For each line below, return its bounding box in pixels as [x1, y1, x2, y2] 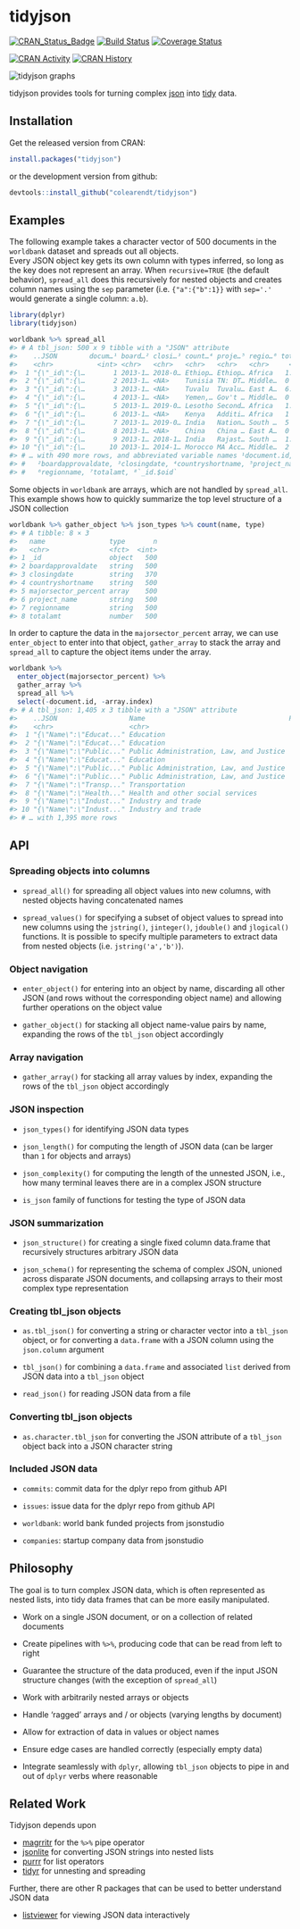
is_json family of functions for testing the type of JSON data [21, 1194, 246, 1205]
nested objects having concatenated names [21, 895, 184, 906]
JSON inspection [9, 1103, 85, 1115]
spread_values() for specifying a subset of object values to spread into [21, 912, 284, 923]
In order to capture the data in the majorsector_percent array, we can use [9, 628, 279, 639]
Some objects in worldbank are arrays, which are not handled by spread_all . [9, 484, 288, 495]
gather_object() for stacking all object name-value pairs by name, [21, 1020, 267, 1031]
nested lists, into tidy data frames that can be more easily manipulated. [9, 1594, 270, 1605]
